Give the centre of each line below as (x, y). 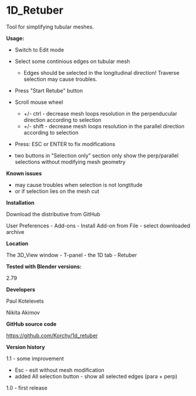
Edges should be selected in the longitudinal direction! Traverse (102, 72)
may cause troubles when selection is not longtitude (78, 185)
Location (17, 243)
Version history (26, 347)
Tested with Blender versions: (44, 266)
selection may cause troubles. (60, 79)
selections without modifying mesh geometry (70, 161)
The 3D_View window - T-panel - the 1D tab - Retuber (72, 255)
